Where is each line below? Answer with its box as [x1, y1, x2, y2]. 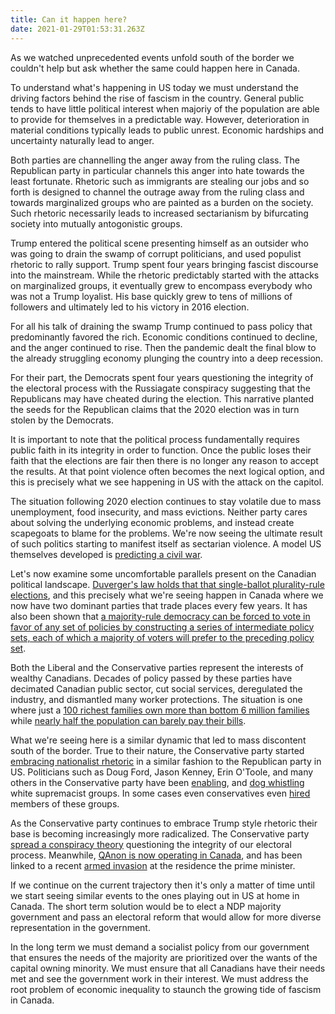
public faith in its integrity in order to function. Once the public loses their [10, 444, 312, 456]
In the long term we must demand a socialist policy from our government [10, 941, 310, 953]
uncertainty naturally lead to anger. [10, 134, 155, 146]
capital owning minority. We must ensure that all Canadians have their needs [10, 962, 326, 974]
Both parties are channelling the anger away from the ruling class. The [10, 154, 300, 166]
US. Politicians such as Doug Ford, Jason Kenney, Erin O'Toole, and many [10, 766, 314, 778]
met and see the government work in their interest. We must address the [10, 972, 309, 985]
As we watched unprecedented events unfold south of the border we [10, 51, 295, 63]
